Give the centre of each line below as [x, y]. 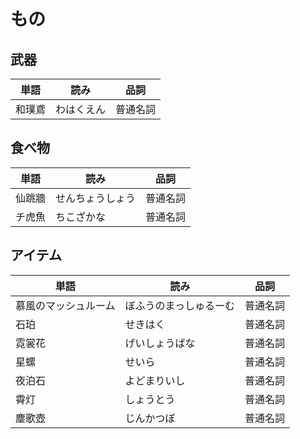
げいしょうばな [160, 343]
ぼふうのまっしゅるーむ [179, 305]
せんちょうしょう [96, 198]
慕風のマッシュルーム [65, 305]
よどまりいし [155, 380]
